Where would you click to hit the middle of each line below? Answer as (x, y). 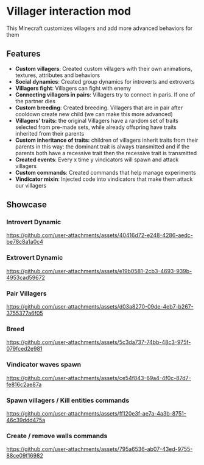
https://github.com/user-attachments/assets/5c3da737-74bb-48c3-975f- (99, 342)
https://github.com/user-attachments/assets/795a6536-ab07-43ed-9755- (100, 449)
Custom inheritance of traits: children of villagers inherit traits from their (107, 140)
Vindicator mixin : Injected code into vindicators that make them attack (104, 179)
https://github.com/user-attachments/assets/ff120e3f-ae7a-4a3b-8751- (97, 413)
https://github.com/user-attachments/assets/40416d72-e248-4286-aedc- (100, 235)
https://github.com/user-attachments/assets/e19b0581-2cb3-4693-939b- (99, 271)
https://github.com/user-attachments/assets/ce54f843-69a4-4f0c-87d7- (99, 378)
